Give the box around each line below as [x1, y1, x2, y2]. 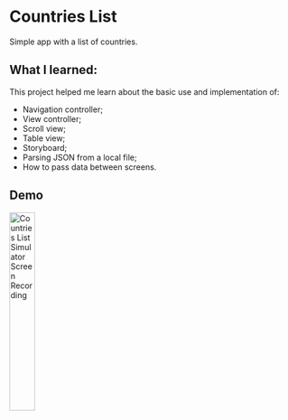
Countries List [9, 6, 117, 27]
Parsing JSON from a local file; [22, 152, 137, 163]
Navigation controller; [22, 104, 104, 115]
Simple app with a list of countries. [9, 36, 138, 47]
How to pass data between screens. [22, 161, 157, 173]
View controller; [22, 113, 82, 124]
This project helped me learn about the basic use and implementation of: [9, 86, 280, 97]
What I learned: [9, 62, 98, 78]
